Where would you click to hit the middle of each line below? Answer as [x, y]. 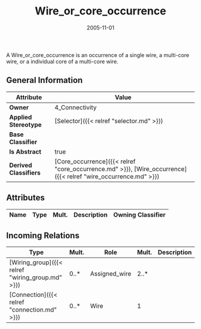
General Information [45, 80]
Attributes [25, 198]
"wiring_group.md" [36, 277]
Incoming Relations [43, 235]
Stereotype [25, 124]
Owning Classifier [139, 214]
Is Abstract [25, 151]
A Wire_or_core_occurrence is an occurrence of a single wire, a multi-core [98, 55]
